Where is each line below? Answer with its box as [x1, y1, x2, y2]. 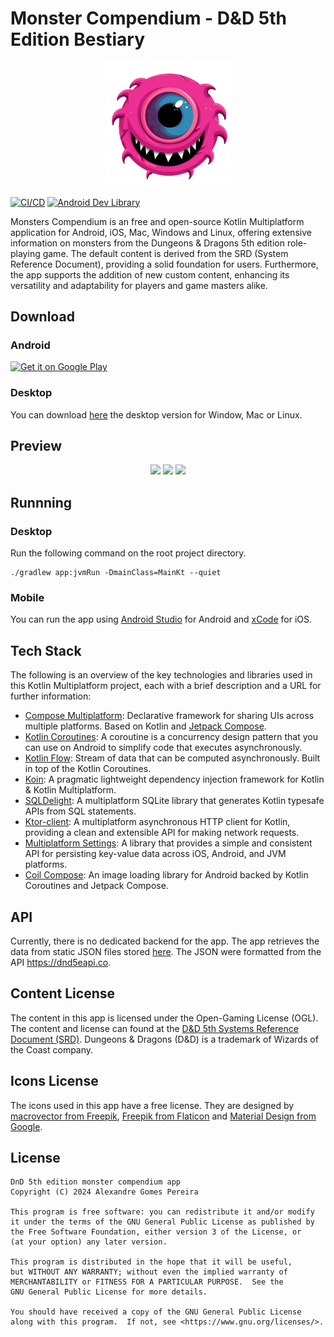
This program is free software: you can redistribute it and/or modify [10, 1207, 315, 1217]
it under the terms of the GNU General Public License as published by [10, 1217, 315, 1227]
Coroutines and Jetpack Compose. [24, 880, 169, 892]
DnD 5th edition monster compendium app [10, 1177, 182, 1187]
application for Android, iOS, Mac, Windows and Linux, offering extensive [10, 226, 312, 238]
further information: [10, 690, 92, 702]
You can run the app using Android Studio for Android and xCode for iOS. [10, 613, 313, 626]
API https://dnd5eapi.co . [10, 956, 112, 968]
